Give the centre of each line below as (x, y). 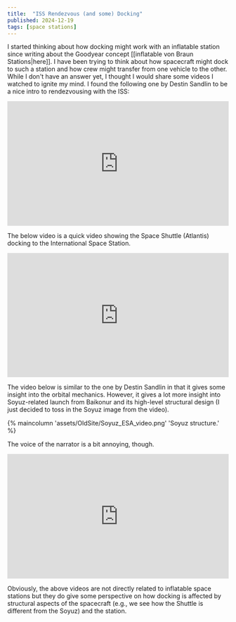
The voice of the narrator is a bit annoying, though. (81, 444)
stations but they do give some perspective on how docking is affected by (114, 596)
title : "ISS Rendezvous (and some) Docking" (75, 14)
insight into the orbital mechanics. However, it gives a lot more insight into (114, 395)
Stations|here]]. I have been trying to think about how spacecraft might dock (118, 62)
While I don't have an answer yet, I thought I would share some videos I (111, 77)
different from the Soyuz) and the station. (67, 611)
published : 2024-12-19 (40, 20)
